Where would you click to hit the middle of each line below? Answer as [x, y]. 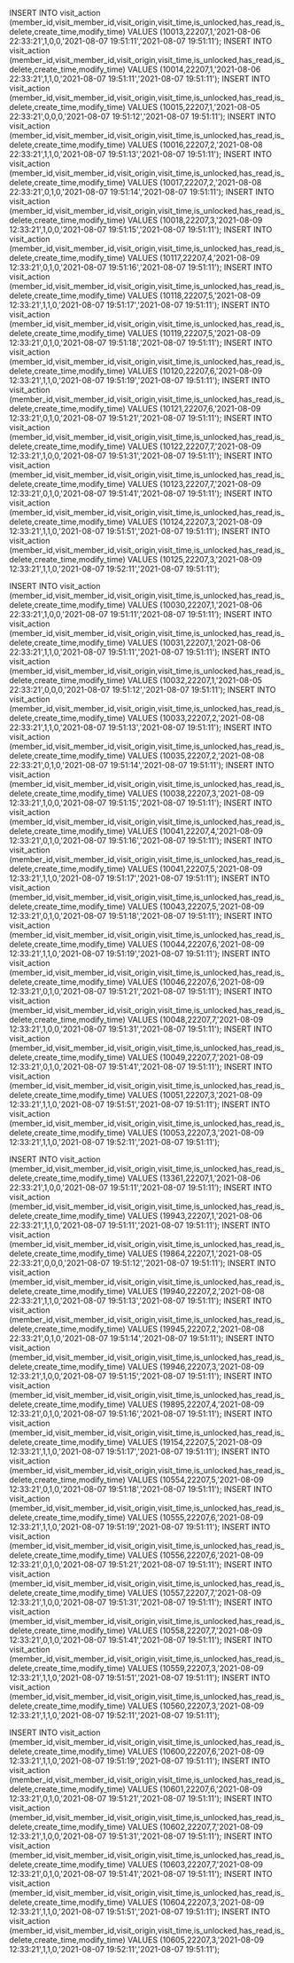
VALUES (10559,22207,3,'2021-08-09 [195, 1668]
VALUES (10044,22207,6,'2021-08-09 [196, 944]
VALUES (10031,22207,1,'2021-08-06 [194, 643]
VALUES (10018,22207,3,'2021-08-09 [195, 220]
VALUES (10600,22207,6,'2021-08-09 [196, 1751]
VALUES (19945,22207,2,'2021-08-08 [196, 1329]
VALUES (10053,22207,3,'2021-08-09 [195, 1133]
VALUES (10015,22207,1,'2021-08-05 [193, 107]
